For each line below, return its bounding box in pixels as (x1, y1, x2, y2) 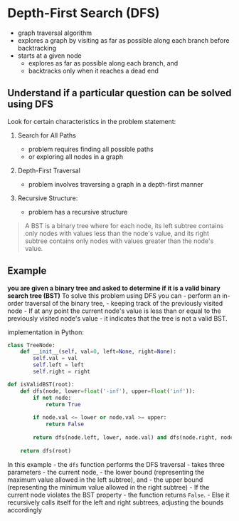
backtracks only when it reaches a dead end (28, 66, 159, 75)
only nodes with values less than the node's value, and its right (24, 229, 210, 237)
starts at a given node (17, 51, 82, 60)
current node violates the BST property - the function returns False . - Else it (7, 490, 230, 499)
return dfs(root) (20, 447, 72, 454)
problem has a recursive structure (28, 207, 128, 216)
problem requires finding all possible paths (28, 145, 154, 153)
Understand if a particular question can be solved (7, 87, 232, 99)
